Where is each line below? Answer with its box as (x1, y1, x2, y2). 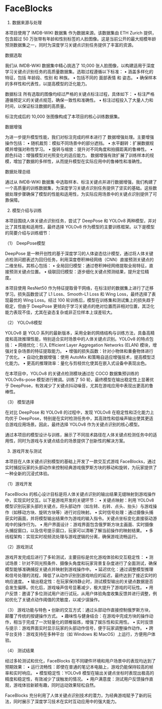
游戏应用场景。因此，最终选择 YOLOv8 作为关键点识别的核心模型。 (9, 421, 142, 427)
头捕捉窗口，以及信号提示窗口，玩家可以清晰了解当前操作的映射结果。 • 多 (5, 527, 153, 533)
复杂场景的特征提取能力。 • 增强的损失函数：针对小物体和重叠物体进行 (13, 348, 153, 354)
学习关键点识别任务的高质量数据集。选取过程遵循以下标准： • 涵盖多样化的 (5, 68, 153, 74)
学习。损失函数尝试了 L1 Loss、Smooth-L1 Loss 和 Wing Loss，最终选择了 (5, 291, 152, 297)
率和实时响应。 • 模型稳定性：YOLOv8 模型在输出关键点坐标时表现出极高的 (5, 670, 154, 676)
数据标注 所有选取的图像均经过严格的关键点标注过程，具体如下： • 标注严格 (5, 91, 155, 97)
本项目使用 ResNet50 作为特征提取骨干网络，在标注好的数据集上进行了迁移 (5, 285, 154, 291)
